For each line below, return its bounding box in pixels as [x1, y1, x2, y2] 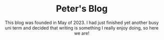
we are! [74, 30, 90, 36]
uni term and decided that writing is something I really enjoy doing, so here [4, 24, 159, 30]
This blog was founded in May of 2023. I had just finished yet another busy [4, 19, 159, 25]
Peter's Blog [56, 3, 108, 14]
